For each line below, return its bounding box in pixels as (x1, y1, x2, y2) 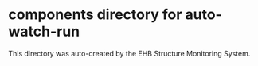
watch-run (8, 22, 80, 41)
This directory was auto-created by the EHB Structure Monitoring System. (8, 49, 251, 58)
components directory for (8, 6, 182, 24)
